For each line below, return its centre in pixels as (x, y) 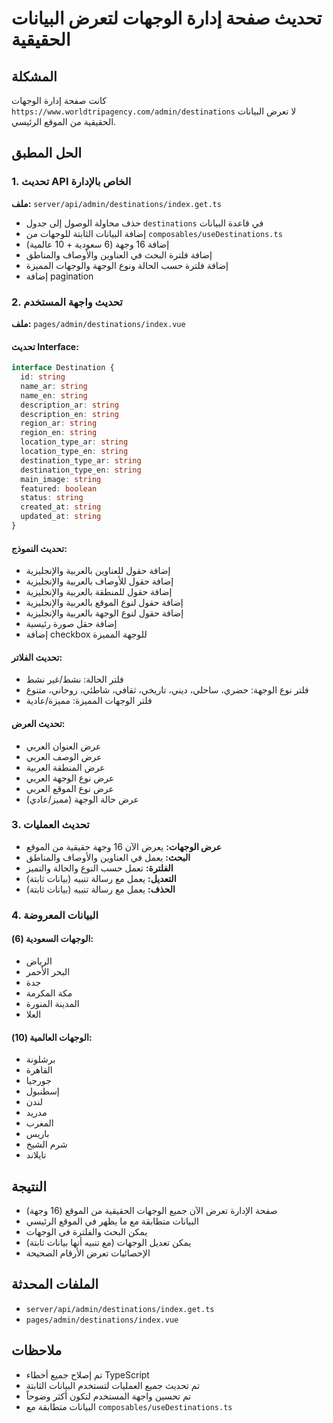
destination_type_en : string (81, 470)
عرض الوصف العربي (64, 756)
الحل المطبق (47, 153)
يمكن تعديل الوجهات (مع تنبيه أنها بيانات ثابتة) (108, 1242)
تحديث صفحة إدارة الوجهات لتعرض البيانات (167, 18)
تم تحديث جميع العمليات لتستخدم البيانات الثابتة (113, 1385)
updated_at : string (61, 517)
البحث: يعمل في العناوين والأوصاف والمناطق (108, 857)
